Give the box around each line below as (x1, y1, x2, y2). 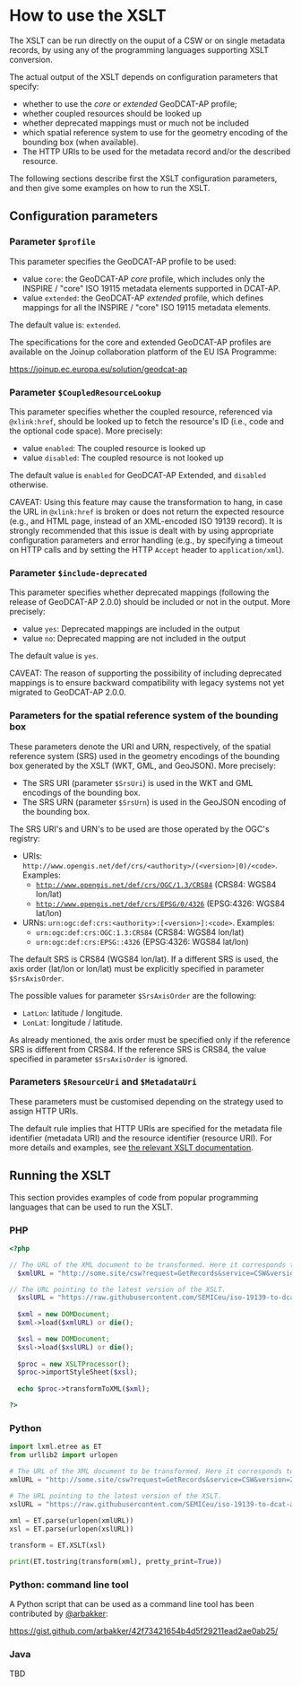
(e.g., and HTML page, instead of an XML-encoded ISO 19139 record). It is (9, 515, 283, 526)
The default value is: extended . (9, 319, 121, 330)
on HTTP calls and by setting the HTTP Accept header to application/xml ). (9, 544, 285, 555)
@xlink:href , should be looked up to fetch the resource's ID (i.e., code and (9, 415, 285, 426)
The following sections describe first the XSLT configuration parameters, (9, 172, 278, 184)
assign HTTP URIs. (9, 1105, 79, 1116)
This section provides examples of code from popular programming (9, 1192, 259, 1202)
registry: (9, 833, 40, 843)
